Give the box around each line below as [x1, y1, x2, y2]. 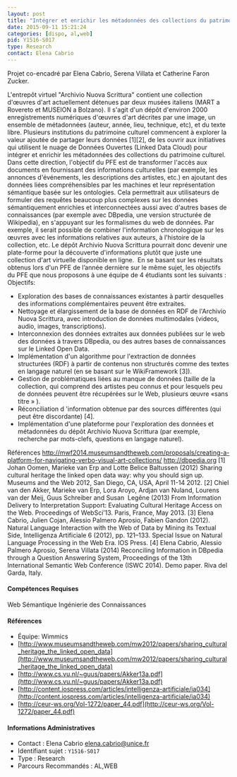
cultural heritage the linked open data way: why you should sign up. [7, 471, 205, 479]
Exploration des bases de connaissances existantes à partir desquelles [17, 291, 224, 300]
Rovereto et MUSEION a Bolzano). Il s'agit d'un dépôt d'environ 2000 [7, 105, 208, 114]
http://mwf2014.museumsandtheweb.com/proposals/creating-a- [42, 448, 230, 457]
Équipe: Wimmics [17, 632, 68, 641]
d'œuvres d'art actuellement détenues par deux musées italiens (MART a [7, 98, 220, 106]
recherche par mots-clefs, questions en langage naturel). [17, 434, 184, 443]
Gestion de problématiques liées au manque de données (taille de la [17, 374, 216, 382]
